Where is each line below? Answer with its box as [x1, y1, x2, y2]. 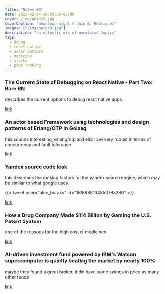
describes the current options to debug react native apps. [5, 96, 123, 102]
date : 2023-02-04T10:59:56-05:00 [5, 12, 75, 17]
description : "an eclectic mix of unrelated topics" [5, 30, 117, 35]
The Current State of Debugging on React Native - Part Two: [5, 79, 153, 86]
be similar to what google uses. [5, 180, 70, 186]
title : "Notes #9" [5, 7, 43, 12]
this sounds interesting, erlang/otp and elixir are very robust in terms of [5, 136, 151, 142]
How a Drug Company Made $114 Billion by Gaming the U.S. [5, 212, 152, 219]
